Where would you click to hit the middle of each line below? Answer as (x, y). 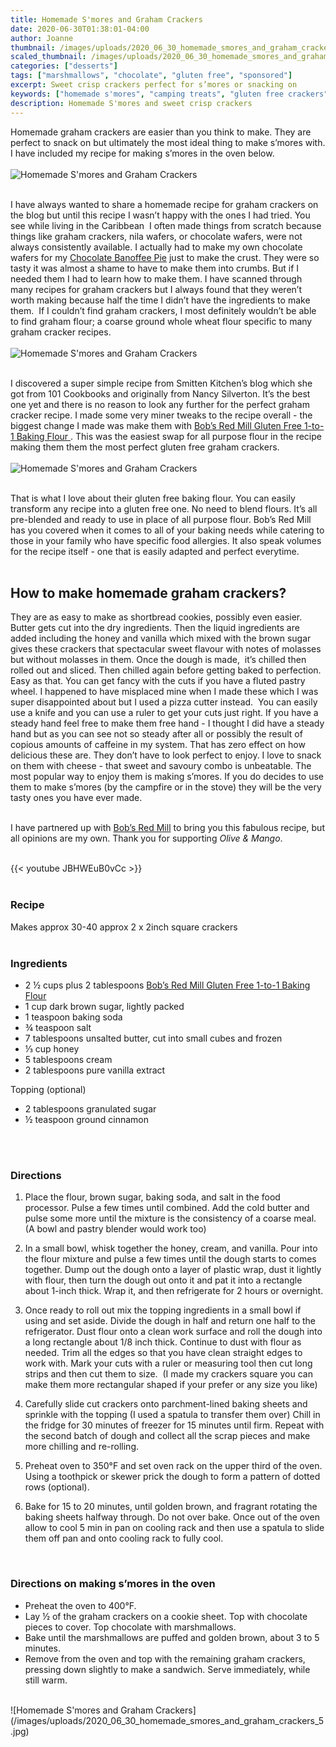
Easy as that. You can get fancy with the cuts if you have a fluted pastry (158, 681)
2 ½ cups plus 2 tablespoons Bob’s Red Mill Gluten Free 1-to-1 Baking (167, 985)
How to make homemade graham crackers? (148, 592)
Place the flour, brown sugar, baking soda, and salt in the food (152, 1197)
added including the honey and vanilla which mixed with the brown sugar (161, 638)
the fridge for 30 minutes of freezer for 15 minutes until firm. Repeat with (174, 1425)
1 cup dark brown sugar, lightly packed (104, 1006)
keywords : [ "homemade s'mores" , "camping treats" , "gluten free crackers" (169, 94)
